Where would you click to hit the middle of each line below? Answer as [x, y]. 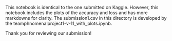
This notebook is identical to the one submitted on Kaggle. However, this [82, 7]
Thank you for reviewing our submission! [49, 33]
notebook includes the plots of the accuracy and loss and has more [77, 13]
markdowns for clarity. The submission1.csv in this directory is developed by [86, 18]
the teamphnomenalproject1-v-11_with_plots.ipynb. [59, 23]
